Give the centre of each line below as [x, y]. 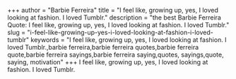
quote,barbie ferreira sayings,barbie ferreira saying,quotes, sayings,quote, [116, 55]
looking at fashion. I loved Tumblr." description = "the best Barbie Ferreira [114, 17]
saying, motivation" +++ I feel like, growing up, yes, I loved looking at [108, 62]
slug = [17, 32]
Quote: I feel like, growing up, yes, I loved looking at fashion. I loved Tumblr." [118, 25]
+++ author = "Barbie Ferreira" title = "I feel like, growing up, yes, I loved [113, 10]
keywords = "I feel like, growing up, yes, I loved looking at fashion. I [129, 40]
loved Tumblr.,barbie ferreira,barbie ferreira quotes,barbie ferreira [103, 47]
